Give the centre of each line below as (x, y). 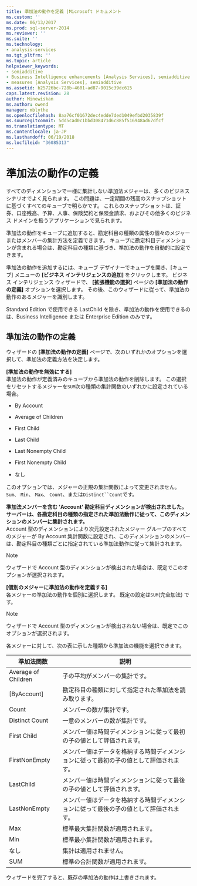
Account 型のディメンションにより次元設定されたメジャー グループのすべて (96, 529)
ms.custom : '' (23, 17)
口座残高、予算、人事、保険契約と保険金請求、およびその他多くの (96, 213)
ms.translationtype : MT (35, 126)
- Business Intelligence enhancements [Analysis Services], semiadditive (98, 77)
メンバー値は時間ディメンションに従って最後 (124, 780)
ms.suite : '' (22, 39)
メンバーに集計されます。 (57, 522)
